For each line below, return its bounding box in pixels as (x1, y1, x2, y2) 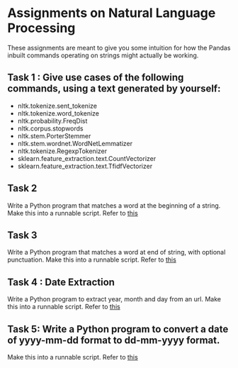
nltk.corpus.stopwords (17, 124, 84, 133)
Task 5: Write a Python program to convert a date (7, 323, 229, 335)
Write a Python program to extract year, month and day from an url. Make (7, 295, 222, 303)
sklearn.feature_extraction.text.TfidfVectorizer (17, 162, 153, 170)
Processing (7, 20, 76, 36)
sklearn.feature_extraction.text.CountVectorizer (17, 154, 157, 162)
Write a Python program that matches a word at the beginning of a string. (7, 201, 221, 210)
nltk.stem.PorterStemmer (17, 131, 91, 140)
